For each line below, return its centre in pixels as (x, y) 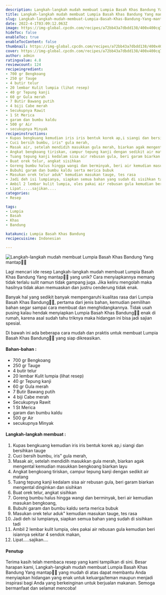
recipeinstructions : (27, 134)
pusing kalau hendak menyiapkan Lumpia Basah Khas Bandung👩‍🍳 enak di (81, 313)
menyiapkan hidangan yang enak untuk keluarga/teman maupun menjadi (79, 578)
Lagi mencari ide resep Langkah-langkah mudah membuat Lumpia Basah (80, 271)
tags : (11, 207)
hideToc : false (21, 33)
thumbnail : (17, 46)
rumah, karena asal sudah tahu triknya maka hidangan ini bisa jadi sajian (79, 318)
